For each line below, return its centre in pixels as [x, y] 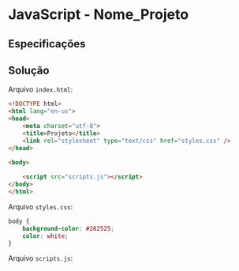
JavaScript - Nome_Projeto [99, 15]
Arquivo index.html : [41, 89]
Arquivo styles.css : [41, 206]
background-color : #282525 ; [68, 228]
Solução [29, 70]
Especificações [47, 44]
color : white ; [45, 236]
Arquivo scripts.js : [41, 258]
